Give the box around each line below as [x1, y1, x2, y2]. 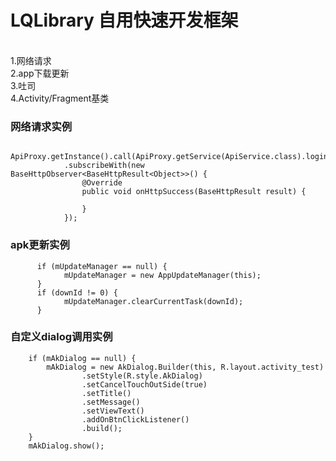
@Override [81, 178, 123, 188]
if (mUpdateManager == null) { [36, 261, 168, 271]
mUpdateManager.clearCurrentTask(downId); [63, 296, 244, 306]
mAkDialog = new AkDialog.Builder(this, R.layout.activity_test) [46, 362, 325, 372]
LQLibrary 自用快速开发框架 [10, 9, 239, 32]
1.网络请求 [10, 54, 52, 66]
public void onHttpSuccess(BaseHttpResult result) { [81, 187, 307, 197]
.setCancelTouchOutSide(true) [81, 379, 208, 390]
